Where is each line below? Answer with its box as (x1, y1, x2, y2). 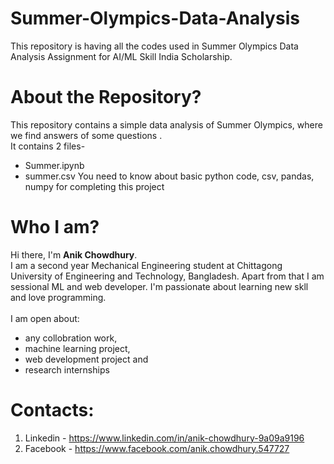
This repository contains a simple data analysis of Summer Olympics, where (10, 118, 323, 131)
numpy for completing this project (24, 180, 165, 192)
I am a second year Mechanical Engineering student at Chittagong (10, 259, 283, 271)
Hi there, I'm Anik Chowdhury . (10, 248, 138, 261)
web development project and (24, 353, 149, 365)
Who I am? (10, 216, 100, 239)
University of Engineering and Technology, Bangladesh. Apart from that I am (10, 270, 325, 282)
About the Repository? (10, 86, 202, 109)
